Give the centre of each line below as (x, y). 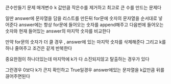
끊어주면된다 (18, 76)
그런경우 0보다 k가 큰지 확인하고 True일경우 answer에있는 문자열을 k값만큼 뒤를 (85, 70)
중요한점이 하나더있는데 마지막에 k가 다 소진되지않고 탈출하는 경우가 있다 (77, 59)
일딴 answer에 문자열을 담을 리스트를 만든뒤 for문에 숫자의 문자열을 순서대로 (81, 18)
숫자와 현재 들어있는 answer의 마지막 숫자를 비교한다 (58, 31)
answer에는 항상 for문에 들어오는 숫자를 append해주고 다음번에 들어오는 (91, 25)
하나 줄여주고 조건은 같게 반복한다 (39, 48)
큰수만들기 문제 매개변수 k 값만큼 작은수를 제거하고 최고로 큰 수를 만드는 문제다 (83, 7)
